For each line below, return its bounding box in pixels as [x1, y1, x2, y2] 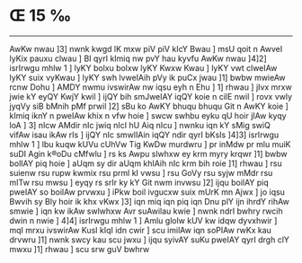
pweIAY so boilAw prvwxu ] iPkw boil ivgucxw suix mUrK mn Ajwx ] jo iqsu [9, 186, 286, 197]
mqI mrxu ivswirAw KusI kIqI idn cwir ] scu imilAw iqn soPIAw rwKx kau [9, 224, 272, 235]
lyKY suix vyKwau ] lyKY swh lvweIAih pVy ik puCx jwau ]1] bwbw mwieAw [9, 72, 286, 83]
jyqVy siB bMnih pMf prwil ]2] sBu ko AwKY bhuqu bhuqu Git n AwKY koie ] [9, 101, 289, 111]
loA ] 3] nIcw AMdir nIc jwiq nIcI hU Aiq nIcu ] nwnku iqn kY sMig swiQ [9, 119, 271, 130]
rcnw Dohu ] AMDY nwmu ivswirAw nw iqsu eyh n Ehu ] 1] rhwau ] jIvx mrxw [9, 82, 292, 92]
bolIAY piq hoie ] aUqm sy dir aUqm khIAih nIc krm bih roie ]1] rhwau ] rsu [9, 158, 282, 169]
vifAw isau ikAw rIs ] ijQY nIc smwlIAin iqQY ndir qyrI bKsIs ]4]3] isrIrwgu [9, 129, 280, 140]
